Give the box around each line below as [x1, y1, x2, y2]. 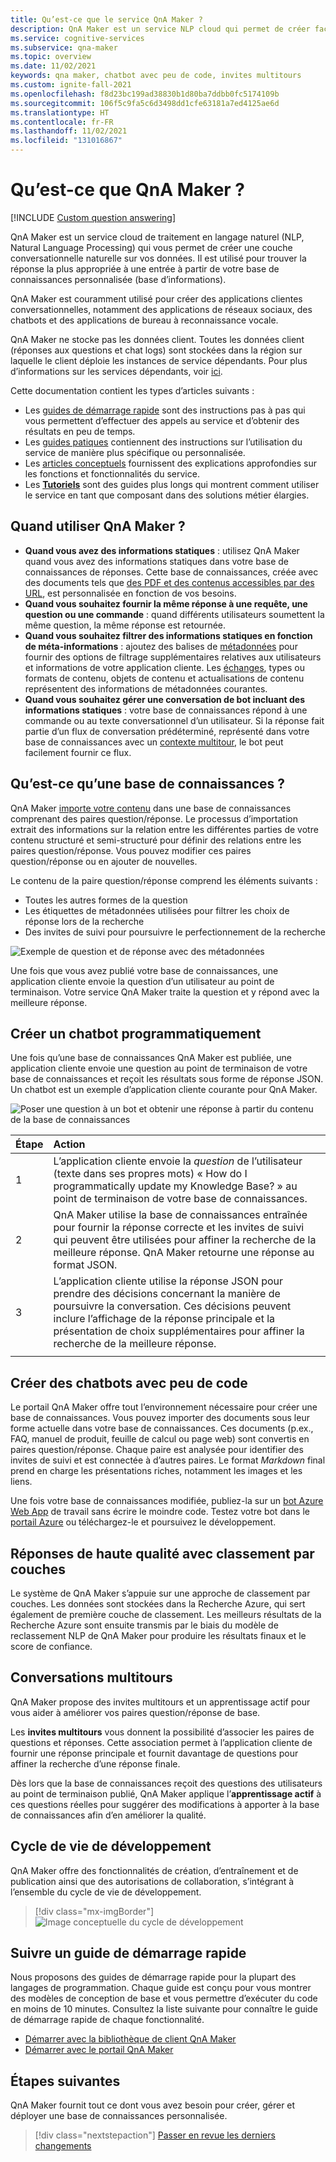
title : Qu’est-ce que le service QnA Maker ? [10, 14, 203, 25]
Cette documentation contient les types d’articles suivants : [10, 384, 255, 396]
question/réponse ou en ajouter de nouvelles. [10, 855, 198, 867]
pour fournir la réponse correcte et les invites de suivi [53, 1221, 305, 1235]
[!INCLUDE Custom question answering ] [10, 211, 177, 223]
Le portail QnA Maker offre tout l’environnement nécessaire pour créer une [10, 1401, 318, 1413]
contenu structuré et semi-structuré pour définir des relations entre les [10, 834, 302, 846]
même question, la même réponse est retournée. [24, 619, 227, 631]
